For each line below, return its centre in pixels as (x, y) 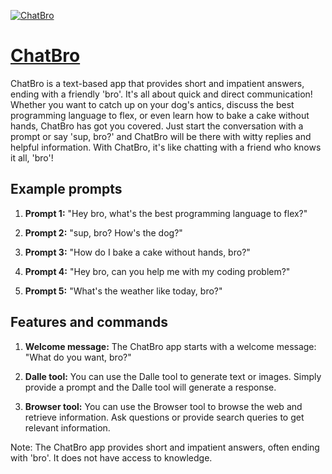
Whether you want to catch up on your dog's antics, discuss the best (152, 104)
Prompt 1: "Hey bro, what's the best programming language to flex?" (166, 213)
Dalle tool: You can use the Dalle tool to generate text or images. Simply (173, 376)
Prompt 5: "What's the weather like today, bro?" (123, 291)
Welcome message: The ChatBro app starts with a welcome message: (170, 346)
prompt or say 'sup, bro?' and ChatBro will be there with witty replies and (161, 136)
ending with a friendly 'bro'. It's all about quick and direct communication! (161, 94)
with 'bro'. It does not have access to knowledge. (111, 457)
